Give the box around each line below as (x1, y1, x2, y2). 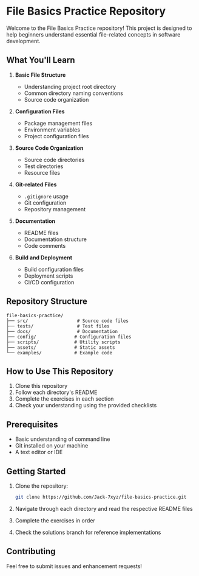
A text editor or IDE (15, 449, 63, 456)
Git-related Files (15, 181, 57, 188)
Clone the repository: (15, 482, 69, 490)
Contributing (6, 546, 56, 557)
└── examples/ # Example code (6, 349, 113, 356)
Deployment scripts (24, 272, 73, 279)
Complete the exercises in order (15, 516, 95, 524)
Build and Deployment (15, 254, 73, 261)
